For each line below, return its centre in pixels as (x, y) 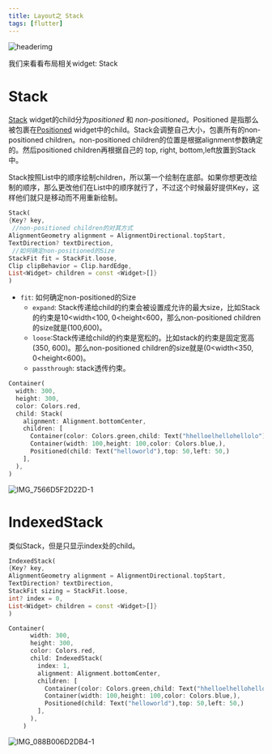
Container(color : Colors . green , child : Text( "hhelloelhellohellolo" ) (148, 437)
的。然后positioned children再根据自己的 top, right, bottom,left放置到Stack (132, 150)
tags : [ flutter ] (36, 23)
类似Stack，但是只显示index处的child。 (74, 545)
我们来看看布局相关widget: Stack (63, 63)
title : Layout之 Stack (46, 16)
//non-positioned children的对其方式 (72, 228)
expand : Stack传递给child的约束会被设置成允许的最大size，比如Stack (146, 308)
